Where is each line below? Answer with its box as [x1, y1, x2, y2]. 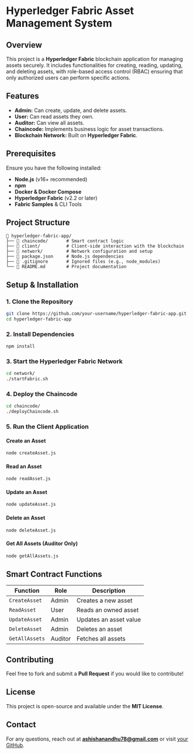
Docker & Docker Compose [14, 188, 82, 195]
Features [6, 91, 39, 101]
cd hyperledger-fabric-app [6, 316, 72, 322]
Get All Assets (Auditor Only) [6, 540, 78, 547]
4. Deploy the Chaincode [6, 390, 78, 398]
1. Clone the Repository [6, 297, 73, 306]
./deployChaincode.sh [6, 409, 59, 415]
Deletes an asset [77, 625, 123, 633]
